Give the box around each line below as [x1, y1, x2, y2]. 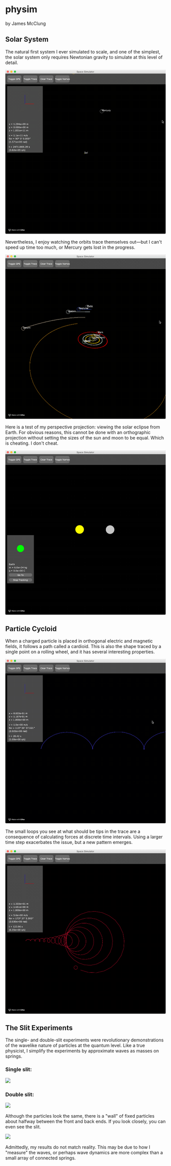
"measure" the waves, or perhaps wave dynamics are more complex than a [5, 1150, 163, 1156]
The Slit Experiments [5, 1024, 73, 1032]
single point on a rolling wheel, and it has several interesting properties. [5, 649, 155, 655]
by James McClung [5, 20, 46, 26]
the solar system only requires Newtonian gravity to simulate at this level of [5, 54, 163, 60]
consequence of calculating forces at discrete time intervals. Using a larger [5, 834, 163, 840]
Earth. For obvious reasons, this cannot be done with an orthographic [5, 429, 151, 435]
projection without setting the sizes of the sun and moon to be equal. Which [5, 434, 164, 441]
